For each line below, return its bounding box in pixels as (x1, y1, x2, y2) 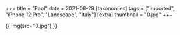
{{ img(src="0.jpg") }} (5, 23, 58, 29)
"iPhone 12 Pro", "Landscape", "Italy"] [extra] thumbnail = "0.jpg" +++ (5, 11, 173, 18)
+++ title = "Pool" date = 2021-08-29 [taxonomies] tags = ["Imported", (5, 5, 175, 12)
